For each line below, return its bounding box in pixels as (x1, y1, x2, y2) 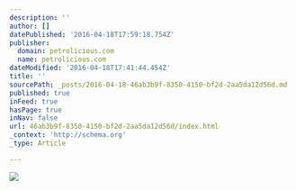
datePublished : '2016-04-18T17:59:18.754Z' (9, 30, 175, 39)
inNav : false (9, 113, 58, 122)
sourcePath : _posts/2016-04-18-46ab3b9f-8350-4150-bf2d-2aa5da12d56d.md (9, 80, 288, 89)
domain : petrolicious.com (17, 47, 115, 56)
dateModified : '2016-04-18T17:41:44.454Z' (9, 64, 171, 73)
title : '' (9, 72, 47, 81)
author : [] (9, 22, 50, 31)
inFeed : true (9, 96, 58, 106)
